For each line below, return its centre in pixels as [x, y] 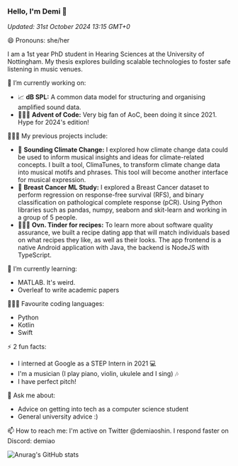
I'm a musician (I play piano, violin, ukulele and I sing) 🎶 [98, 374]
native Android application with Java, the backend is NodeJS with [113, 248]
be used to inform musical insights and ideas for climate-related [110, 157]
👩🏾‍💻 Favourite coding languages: [56, 304]
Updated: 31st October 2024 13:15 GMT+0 [69, 27]
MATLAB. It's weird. [46, 283]
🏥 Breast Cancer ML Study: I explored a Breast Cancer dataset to [113, 188]
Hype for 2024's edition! [53, 123]
